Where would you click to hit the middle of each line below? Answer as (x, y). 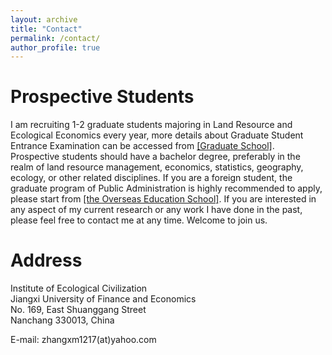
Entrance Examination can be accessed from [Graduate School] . (142, 146)
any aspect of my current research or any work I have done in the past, (156, 210)
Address (46, 260)
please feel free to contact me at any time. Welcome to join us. (139, 220)
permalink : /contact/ (55, 38)
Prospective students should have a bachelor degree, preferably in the (155, 157)
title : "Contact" (46, 29)
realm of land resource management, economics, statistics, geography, (157, 167)
